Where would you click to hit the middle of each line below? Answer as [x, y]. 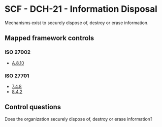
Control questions [33, 107]
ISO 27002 [17, 52]
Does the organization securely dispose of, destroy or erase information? [79, 119]
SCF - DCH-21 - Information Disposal [81, 9]
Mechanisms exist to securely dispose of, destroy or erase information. [77, 23]
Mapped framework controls [49, 38]
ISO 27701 [17, 76]
